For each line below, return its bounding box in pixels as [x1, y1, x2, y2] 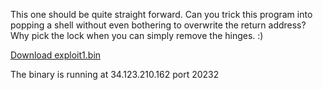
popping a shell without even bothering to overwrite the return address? [10, 19, 307, 31]
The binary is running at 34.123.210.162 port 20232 [10, 69, 220, 80]
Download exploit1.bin [10, 49, 102, 61]
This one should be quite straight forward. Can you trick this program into [10, 9, 313, 20]
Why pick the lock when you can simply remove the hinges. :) [10, 30, 264, 41]
